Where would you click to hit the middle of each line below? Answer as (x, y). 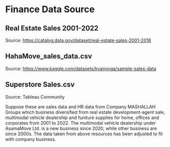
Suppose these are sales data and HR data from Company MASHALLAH (80, 107)
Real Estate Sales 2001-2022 (52, 28)
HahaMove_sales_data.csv (49, 56)
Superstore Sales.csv (40, 85)
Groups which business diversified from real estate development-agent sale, (85, 112)
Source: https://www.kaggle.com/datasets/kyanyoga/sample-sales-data (81, 68)
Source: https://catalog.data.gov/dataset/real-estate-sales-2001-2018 (78, 40)
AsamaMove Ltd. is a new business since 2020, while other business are (81, 128)
